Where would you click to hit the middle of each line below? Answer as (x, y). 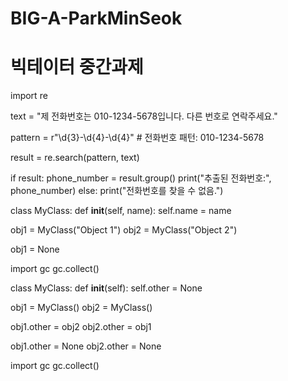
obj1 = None (35, 249)
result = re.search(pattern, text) (75, 158)
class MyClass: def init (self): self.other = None (106, 288)
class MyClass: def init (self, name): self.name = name (121, 211)
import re (29, 96)
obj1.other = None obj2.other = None (86, 346)
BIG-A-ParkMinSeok (96, 18)
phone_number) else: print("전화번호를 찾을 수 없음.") (117, 191)
